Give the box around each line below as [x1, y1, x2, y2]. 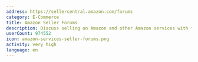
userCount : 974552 [6, 31, 51, 37]
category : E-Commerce [6, 14, 60, 20]
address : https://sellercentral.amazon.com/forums [6, 8, 133, 15]
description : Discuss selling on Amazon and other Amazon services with [6, 25, 189, 31]
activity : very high [6, 42, 57, 48]
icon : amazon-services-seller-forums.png [6, 36, 110, 42]
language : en [6, 47, 38, 53]
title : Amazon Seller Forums [6, 19, 78, 25]
